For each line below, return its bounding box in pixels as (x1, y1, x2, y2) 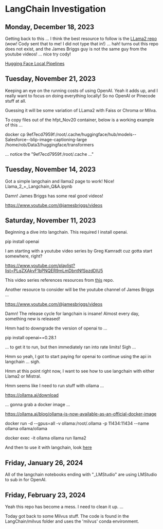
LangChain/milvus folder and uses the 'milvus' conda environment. (5, 518, 140, 524)
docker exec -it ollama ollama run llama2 (5, 435, 87, 441)
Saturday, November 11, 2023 (5, 217, 96, 225)
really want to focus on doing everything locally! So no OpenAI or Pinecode (5, 92, 156, 98)
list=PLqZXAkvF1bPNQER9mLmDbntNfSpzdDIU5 (5, 268, 103, 274)
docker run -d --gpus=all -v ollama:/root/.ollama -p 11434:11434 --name (5, 420, 149, 426)
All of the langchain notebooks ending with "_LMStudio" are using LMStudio (5, 472, 157, 477)
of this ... (5, 122, 23, 128)
